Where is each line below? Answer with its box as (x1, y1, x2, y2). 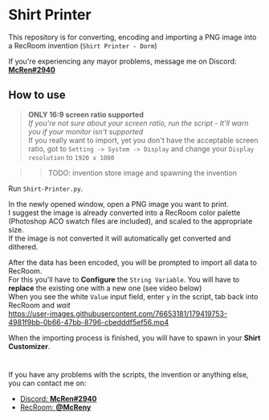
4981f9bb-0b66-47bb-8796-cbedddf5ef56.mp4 (8, 317, 169, 327)
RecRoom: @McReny (19, 402, 92, 412)
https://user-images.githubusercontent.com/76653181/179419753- (8, 308, 227, 319)
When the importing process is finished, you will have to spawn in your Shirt (8, 332, 261, 343)
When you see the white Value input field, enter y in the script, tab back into (8, 291, 259, 301)
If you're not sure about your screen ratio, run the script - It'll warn (27, 118, 249, 128)
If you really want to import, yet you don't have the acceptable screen (27, 135, 259, 145)
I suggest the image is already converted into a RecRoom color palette (8, 208, 241, 217)
